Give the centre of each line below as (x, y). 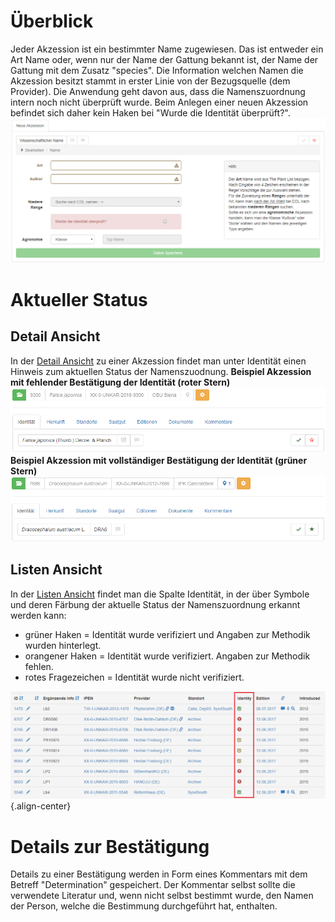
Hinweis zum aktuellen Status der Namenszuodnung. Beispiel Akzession (161, 371)
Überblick (52, 21)
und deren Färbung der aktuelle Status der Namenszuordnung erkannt (155, 604)
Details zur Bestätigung (110, 846)
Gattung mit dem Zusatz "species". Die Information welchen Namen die (157, 70)
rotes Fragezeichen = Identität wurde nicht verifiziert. (134, 677)
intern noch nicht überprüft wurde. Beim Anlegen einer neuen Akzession (159, 102)
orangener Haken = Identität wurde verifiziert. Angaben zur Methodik (167, 656)
